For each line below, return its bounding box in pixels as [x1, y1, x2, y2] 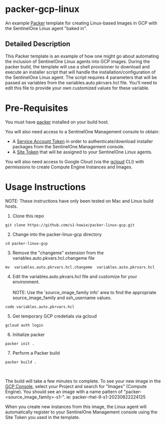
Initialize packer [12, 331, 45, 338]
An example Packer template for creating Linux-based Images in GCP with [5, 20, 158, 26]
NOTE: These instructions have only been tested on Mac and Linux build [5, 198, 154, 204]
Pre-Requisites [5, 102, 68, 113]
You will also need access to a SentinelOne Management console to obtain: [5, 128, 160, 134]
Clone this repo [12, 213, 44, 219]
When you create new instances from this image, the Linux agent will [5, 404, 147, 410]
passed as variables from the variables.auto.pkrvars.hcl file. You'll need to [5, 79, 158, 85]
